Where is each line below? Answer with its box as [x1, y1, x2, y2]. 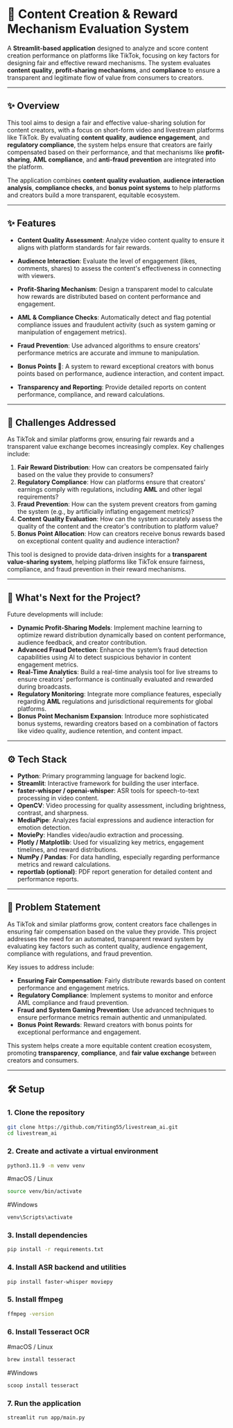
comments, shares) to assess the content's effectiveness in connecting [17, 264, 222, 273]
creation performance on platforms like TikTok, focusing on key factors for [7, 51, 220, 60]
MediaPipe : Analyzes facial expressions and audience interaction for [17, 816, 214, 824]
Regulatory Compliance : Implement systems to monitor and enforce [17, 991, 214, 999]
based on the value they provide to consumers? [17, 471, 154, 479]
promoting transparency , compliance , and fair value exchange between [7, 1049, 216, 1057]
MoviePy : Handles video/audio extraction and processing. [17, 831, 184, 838]
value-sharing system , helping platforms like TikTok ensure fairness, [7, 558, 205, 566]
